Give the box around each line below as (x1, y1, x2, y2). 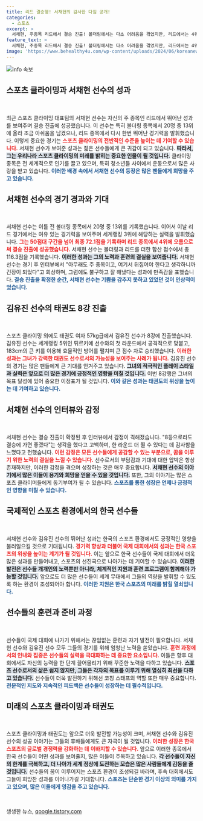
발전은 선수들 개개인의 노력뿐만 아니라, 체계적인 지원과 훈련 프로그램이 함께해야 (6, 565, 190, 573)
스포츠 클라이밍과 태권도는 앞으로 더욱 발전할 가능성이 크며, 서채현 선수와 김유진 (6, 730, 193, 737)
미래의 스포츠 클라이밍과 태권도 (6, 701, 115, 712)
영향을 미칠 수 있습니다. (12, 487, 67, 494)
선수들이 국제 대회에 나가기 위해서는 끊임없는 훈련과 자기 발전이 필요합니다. (6, 636, 182, 643)
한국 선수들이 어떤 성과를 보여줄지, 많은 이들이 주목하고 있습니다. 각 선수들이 (6, 753, 185, 760)
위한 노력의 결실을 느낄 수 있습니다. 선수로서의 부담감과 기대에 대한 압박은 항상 (12, 456, 195, 464)
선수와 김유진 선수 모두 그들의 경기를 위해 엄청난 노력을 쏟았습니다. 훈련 (12, 643, 180, 651)
